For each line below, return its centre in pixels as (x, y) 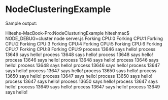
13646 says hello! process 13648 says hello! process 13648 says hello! (79, 55)
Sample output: (21, 23)
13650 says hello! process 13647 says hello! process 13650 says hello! (79, 76)
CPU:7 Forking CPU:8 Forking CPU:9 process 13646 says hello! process (80, 49)
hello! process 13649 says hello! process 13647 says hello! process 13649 (83, 86)
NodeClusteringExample (58, 9)
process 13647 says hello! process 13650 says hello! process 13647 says (82, 81)
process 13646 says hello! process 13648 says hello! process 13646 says (82, 60)
